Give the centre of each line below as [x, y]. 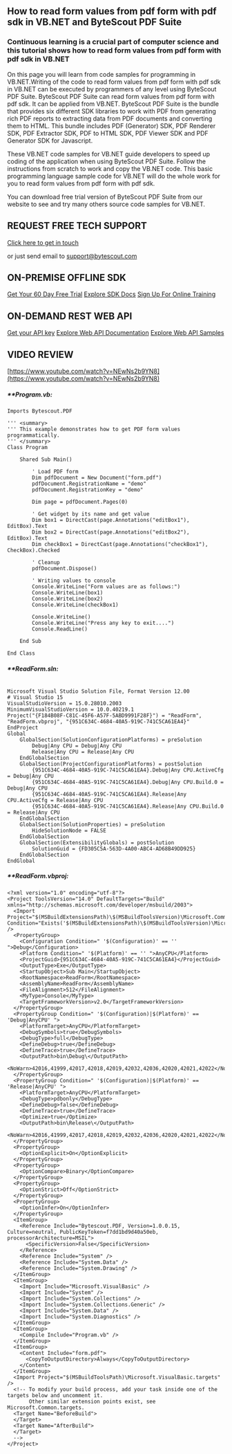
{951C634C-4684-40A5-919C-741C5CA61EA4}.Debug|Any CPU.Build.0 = [128, 782]
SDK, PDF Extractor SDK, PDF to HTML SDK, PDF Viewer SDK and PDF [108, 133]
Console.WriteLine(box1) [68, 592]
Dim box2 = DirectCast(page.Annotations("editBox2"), [111, 532]
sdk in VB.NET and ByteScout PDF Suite [94, 22]
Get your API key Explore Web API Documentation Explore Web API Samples [116, 333]
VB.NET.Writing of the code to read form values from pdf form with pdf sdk [114, 82]
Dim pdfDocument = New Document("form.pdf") [97, 478]
